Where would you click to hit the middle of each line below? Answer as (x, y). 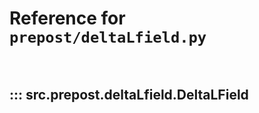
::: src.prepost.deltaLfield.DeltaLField (129, 95)
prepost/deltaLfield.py (108, 37)
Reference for (67, 18)
